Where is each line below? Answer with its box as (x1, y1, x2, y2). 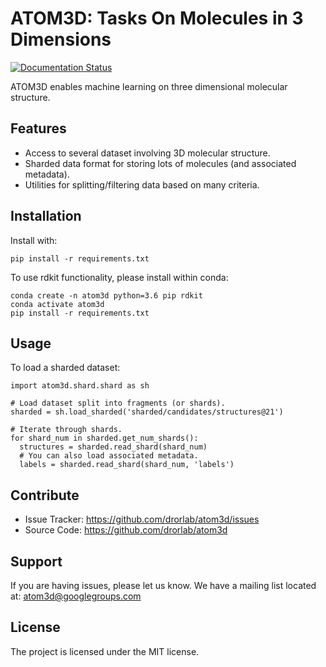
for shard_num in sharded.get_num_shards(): (10, 433, 199, 444)
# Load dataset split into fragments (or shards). (10, 398, 226, 409)
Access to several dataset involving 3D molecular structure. (24, 147, 271, 159)
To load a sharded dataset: (10, 362, 121, 374)
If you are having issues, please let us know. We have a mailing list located (10, 580, 317, 591)
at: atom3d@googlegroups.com (10, 590, 142, 602)
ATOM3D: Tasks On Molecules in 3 (10, 7, 304, 30)
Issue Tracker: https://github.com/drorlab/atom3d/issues (24, 513, 260, 526)
